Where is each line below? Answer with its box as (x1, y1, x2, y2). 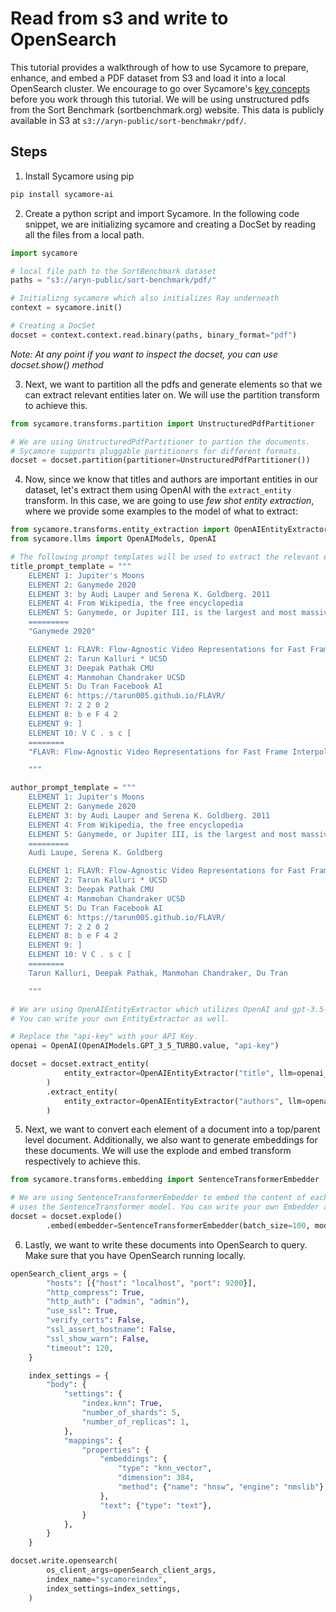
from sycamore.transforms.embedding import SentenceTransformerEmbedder (10, 1175, 320, 1185)
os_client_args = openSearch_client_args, (46, 1565, 217, 1575)
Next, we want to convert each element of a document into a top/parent (24, 1123, 321, 1136)
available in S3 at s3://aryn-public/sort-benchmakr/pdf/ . (10, 114, 247, 126)
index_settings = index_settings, (46, 1583, 182, 1594)
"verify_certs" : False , (46, 1315, 145, 1326)
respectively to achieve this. (24, 1155, 141, 1167)
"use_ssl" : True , (46, 1306, 118, 1316)
